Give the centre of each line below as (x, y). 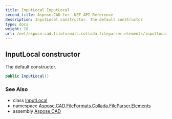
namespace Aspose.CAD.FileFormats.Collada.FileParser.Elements (82, 106)
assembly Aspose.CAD (37, 111)
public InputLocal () (27, 76)
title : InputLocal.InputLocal (38, 10)
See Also (17, 89)
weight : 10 (17, 29)
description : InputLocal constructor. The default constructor (74, 19)
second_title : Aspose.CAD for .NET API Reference (59, 15)
